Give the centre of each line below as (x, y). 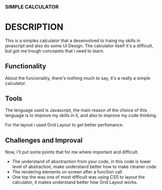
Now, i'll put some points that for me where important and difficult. (72, 152)
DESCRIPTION (34, 27)
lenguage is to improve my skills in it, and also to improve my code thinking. (81, 115)
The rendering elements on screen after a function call (67, 172)
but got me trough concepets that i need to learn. (55, 51)
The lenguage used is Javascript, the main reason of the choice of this (76, 110)
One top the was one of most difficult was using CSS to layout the (79, 177)
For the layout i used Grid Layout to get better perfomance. (64, 125)
